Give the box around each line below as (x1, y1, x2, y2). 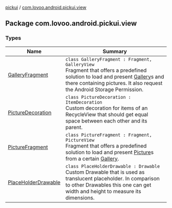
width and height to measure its (65, 188, 142, 195)
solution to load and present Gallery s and (65, 73, 164, 80)
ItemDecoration (65, 99, 102, 105)
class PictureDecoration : (65, 94, 132, 100)
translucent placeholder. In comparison (65, 175, 160, 182)
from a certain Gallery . (65, 155, 119, 162)
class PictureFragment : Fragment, (65, 132, 153, 138)
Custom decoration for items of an (65, 105, 148, 112)
